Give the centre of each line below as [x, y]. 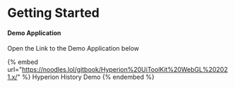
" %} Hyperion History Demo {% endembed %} [86, 77]
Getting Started [54, 13]
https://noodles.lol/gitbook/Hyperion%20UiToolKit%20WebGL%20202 [125, 70]
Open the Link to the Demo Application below [73, 49]
